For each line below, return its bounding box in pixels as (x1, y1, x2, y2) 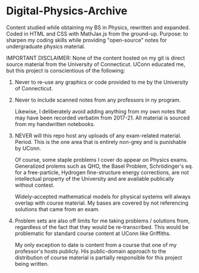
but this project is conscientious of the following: (6, 67, 125, 74)
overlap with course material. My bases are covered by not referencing (14, 199, 189, 206)
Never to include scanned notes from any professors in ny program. (14, 96, 181, 103)
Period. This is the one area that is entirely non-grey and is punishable (14, 138, 187, 145)
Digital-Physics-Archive (6, 4, 128, 18)
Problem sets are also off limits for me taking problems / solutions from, (14, 217, 190, 224)
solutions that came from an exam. (14, 205, 100, 212)
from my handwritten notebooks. (14, 120, 95, 127)
